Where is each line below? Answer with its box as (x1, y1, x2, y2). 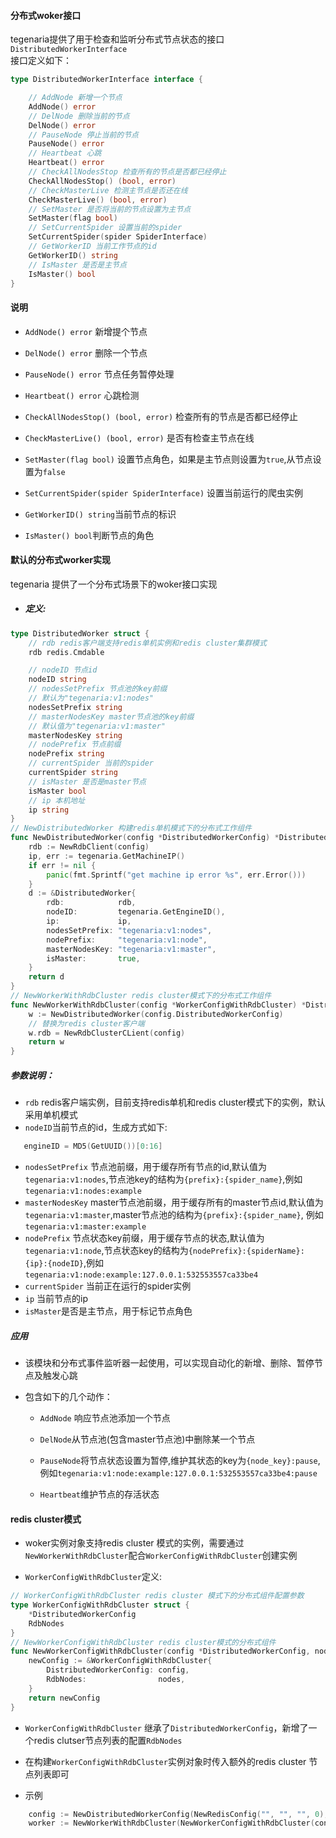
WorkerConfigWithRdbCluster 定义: (24, 1571, 162, 1583)
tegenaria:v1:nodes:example (24, 1186, 142, 1197)
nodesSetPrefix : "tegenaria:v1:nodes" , (46, 925, 213, 935)
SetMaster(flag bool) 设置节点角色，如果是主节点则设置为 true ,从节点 (24, 453, 313, 465)
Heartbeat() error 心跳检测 (24, 389, 140, 401)
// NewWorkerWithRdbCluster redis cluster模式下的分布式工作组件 (10, 991, 272, 1001)
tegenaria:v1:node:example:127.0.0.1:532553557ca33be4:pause (57, 1469, 318, 1479)
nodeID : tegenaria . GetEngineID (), (46, 907, 226, 917)
